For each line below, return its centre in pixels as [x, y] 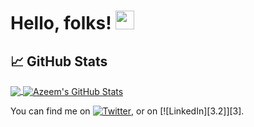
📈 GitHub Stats [59, 61]
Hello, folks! [61, 23]
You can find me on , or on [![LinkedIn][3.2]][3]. [127, 111]
